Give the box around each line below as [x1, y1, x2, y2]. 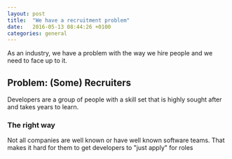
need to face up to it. [7, 57, 68, 65]
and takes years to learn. [7, 103, 79, 111]
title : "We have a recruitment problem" [7, 17, 130, 24]
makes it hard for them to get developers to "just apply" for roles [7, 144, 193, 152]
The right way [7, 120, 56, 130]
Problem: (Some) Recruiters [7, 76, 132, 88]
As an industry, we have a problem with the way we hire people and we [7, 49, 213, 57]
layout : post [7, 10, 46, 18]
